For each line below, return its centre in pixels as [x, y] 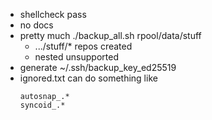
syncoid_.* [42, 105]
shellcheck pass [53, 14]
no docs [36, 25]
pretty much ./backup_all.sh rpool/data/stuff [110, 35]
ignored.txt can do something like [88, 78]
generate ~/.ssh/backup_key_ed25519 [98, 67]
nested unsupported [76, 57]
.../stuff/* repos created [83, 46]
